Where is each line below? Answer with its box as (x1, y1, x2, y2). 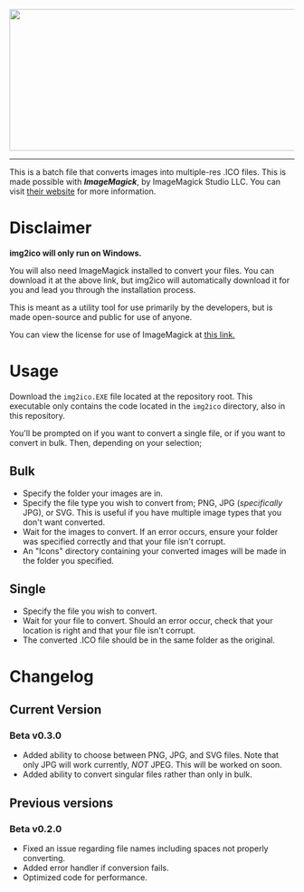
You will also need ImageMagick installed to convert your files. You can (9, 265, 274, 276)
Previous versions (9, 795, 114, 810)
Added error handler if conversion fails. (22, 862, 169, 874)
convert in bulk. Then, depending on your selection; (9, 437, 202, 448)
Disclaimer (9, 218, 92, 238)
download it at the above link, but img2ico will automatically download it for (9, 275, 290, 286)
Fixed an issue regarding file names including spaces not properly (22, 843, 269, 854)
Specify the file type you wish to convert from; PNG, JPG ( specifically (22, 497, 283, 508)
